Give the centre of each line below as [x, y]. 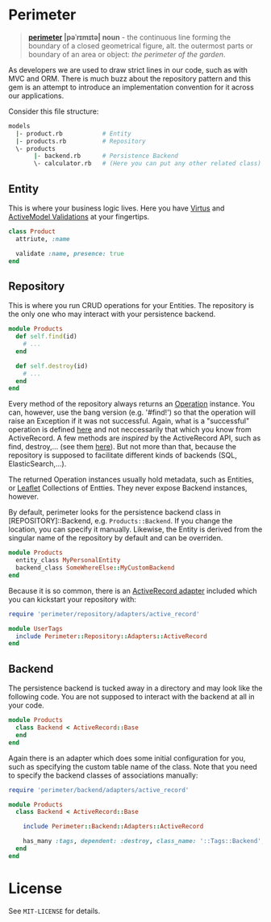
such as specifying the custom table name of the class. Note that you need [133, 766]
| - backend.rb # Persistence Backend [106, 156]
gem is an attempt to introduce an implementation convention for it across [131, 87]
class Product [32, 232]
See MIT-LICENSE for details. [54, 911]
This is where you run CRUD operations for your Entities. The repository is [131, 306]
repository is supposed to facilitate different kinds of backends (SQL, [123, 455]
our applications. [36, 95]
